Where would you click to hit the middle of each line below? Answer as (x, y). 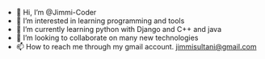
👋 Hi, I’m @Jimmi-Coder (56, 12)
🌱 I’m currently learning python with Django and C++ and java (119, 29)
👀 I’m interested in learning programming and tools (100, 21)
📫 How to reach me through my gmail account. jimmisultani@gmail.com (136, 47)
